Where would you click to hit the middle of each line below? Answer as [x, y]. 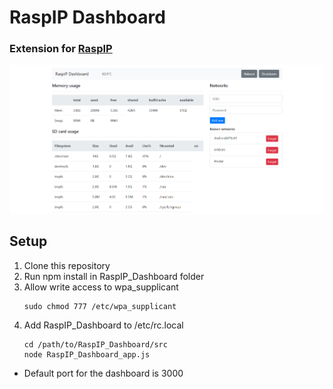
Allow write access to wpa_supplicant [101, 287]
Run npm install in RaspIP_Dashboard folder [114, 276]
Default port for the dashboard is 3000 [103, 373]
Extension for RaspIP [61, 49]
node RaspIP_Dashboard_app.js [87, 354]
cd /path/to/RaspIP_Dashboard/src [95, 344]
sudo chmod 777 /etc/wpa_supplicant [100, 306]
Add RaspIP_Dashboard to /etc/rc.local [103, 325]
